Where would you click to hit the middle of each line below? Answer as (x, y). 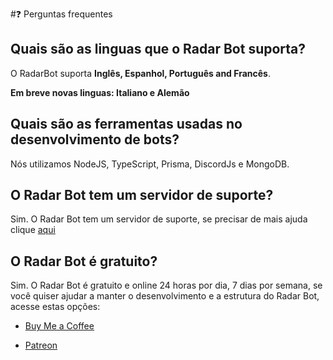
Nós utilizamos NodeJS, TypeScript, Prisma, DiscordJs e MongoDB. (150, 164)
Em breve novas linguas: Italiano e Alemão (100, 92)
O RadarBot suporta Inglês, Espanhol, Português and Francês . (141, 73)
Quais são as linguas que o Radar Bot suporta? (158, 49)
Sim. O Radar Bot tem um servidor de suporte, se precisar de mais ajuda (159, 219)
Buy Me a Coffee (59, 326)
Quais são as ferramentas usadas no (126, 124)
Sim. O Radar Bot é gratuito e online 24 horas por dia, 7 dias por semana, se (166, 285)
